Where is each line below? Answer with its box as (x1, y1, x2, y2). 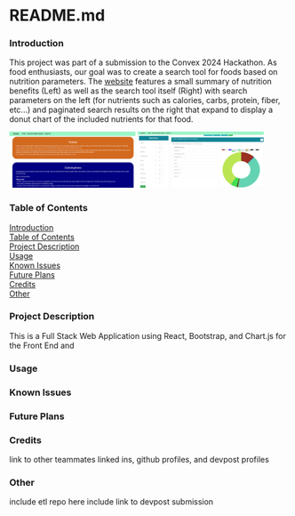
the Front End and (9, 340, 75, 351)
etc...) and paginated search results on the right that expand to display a (9, 104, 274, 116)
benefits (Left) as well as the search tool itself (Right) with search (9, 85, 248, 96)
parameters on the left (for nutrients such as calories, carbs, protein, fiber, (9, 95, 281, 106)
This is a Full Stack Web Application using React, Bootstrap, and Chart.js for (9, 330, 287, 341)
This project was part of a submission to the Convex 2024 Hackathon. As (9, 57, 277, 68)
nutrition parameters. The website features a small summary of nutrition (9, 77, 273, 87)
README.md (9, 5, 106, 26)
